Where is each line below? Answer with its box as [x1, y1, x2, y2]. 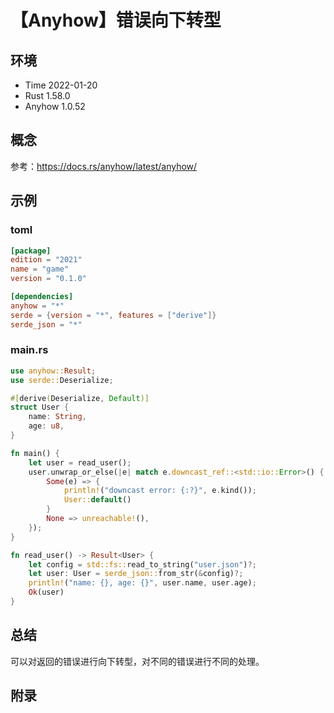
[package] [10, 246, 52, 256]
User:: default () [63, 495, 132, 505]
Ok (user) [28, 587, 65, 598]
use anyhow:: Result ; [10, 366, 97, 376]
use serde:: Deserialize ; [10, 375, 114, 385]
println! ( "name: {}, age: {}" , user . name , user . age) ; [28, 578, 257, 588]
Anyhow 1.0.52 [24, 101, 86, 112]
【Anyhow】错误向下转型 [10, 9, 222, 32]
